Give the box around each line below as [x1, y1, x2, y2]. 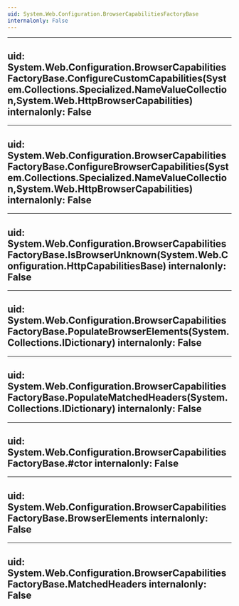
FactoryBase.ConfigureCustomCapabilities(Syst [7, 72, 227, 84]
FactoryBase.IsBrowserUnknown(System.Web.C [7, 249, 229, 261]
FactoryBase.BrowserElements [7, 512, 149, 524]
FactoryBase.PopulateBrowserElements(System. [7, 326, 230, 338]
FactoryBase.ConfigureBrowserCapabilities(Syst [7, 160, 229, 173]
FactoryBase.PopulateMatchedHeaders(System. [7, 391, 228, 404]
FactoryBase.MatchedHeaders [7, 578, 147, 590]
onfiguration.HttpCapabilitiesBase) [7, 260, 167, 272]
